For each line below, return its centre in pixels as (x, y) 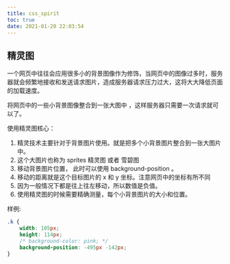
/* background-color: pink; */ (64, 241)
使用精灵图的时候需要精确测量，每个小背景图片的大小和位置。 (104, 194)
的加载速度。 (25, 91)
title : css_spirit (33, 13)
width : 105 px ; (39, 228)
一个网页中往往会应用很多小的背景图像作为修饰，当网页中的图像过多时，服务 (115, 73)
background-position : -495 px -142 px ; (73, 248)
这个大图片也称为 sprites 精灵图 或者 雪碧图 (78, 160)
